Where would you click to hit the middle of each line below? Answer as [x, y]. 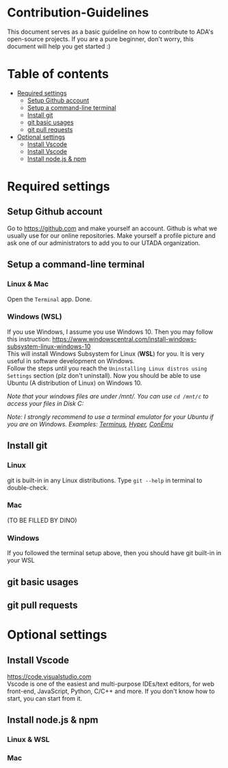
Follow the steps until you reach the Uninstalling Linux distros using [107, 368]
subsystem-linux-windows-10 [49, 346]
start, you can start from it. [45, 698]
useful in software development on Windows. [71, 361]
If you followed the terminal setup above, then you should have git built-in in [114, 553]
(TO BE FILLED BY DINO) [42, 520]
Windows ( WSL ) [35, 317]
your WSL [21, 561]
